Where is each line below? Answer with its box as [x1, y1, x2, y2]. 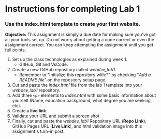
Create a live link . [12, 108, 47, 114]
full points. [5, 47, 26, 53]
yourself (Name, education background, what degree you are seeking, [12, 98, 152, 104]
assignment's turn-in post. [12, 128, 65, 134]
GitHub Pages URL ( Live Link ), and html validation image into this [12, 124, 142, 129]
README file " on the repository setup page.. [19, 77, 108, 83]
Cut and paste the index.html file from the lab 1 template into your [12, 82, 143, 88]
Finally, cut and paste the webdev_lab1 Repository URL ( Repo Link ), [12, 118, 146, 124]
